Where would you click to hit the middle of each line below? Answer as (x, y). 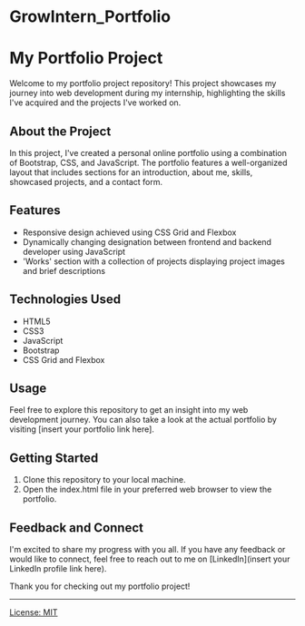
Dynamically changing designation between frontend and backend (147, 241)
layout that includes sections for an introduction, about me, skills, (131, 172)
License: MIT (34, 612)
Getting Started (54, 458)
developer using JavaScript (74, 251)
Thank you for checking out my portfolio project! (100, 586)
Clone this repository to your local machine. (104, 480)
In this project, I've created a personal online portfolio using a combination (148, 152)
